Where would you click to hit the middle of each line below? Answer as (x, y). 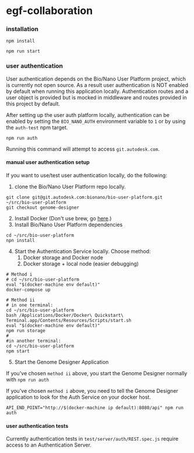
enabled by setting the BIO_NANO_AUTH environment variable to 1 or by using (96, 121)
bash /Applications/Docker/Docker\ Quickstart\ (65, 315)
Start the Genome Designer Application (61, 362)
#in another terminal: (33, 341)
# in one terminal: (30, 305)
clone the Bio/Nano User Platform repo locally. (70, 186)
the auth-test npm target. (37, 127)
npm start (18, 351)
